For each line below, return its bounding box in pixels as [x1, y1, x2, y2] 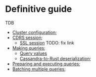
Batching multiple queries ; [12, 66, 66, 72]
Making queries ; [12, 45, 46, 51]
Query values [19, 50, 47, 56]
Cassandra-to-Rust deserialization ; [19, 55, 92, 61]
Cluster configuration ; [12, 29, 57, 35]
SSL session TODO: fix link [19, 39, 74, 45]
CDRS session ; [12, 35, 43, 40]
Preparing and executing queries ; [12, 61, 81, 67]
